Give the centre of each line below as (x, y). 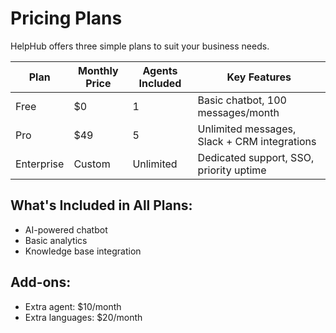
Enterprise (40, 164)
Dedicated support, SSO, (256, 157)
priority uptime (232, 170)
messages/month (238, 112)
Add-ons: (41, 282)
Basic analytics (56, 240)
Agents (160, 70)
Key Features (259, 77)
